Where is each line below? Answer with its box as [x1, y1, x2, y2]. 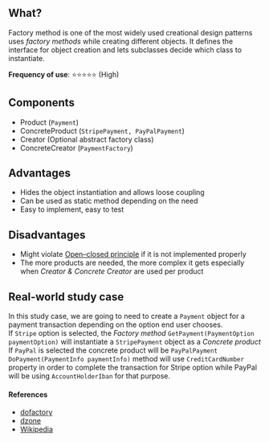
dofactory [19, 407, 53, 417]
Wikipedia [19, 424, 54, 434]
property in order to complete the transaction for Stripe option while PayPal [8, 362, 258, 373]
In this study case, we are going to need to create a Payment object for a [8, 312, 245, 321]
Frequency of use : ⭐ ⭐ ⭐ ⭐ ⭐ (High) [8, 69, 120, 79]
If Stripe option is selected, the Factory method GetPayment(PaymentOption [8, 328, 255, 338]
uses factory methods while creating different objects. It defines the [8, 36, 234, 46]
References [8, 390, 48, 399]
